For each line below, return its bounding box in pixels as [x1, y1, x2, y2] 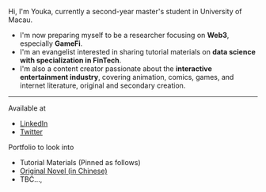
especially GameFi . [19, 39, 83, 48]
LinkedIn [19, 119, 48, 128]
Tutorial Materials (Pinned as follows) [19, 158, 141, 167]
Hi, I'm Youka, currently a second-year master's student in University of [8, 7, 243, 16]
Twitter [19, 127, 44, 137]
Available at [8, 104, 46, 113]
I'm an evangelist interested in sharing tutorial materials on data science [19, 47, 256, 56]
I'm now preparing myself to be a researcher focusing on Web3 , [19, 31, 230, 40]
